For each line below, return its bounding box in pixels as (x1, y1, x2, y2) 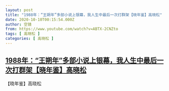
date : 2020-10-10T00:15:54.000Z (5, 17, 74, 22)
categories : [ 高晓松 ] (5, 36, 54, 41)
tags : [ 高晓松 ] (5, 31, 40, 36)
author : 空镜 (5, 21, 32, 27)
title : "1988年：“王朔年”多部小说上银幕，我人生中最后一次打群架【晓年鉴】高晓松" (5, 12, 162, 17)
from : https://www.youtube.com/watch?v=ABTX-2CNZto (5, 27, 118, 32)
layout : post (5, 7, 33, 13)
